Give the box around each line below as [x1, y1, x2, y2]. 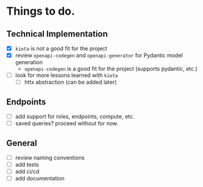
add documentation [15, 175, 65, 182]
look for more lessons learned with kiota [15, 71, 118, 79]
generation [15, 59, 43, 66]
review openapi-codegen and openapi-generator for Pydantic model [15, 52, 183, 59]
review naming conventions [15, 154, 85, 161]
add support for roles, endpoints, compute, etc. [15, 113, 135, 120]
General [6, 137, 38, 148]
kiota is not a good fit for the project [15, 45, 108, 52]
